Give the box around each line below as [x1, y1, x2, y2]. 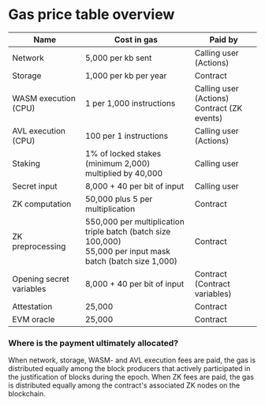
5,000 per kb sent [85, 52, 152, 63]
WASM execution [12, 92, 77, 103]
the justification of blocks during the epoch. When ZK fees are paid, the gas [8, 373, 255, 382]
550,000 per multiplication [85, 216, 185, 227]
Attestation [12, 301, 53, 312]
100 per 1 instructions [85, 130, 168, 141]
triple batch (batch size [85, 226, 171, 237]
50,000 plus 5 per [85, 193, 153, 204]
